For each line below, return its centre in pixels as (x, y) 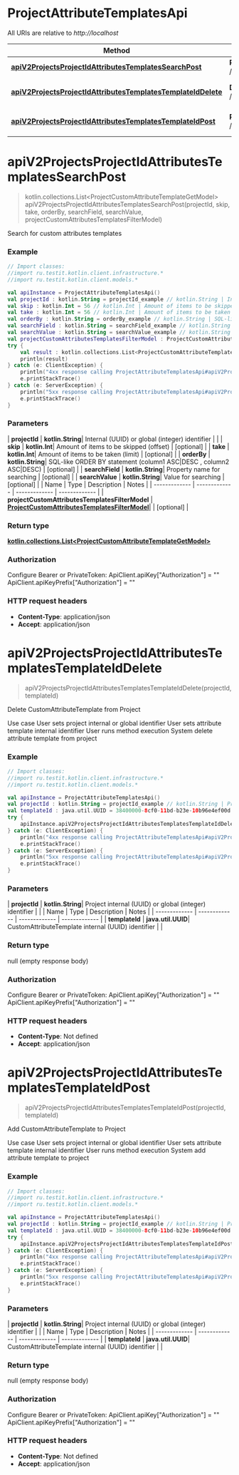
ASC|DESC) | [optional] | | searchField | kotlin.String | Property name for (114, 469)
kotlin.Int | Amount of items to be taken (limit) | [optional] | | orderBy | (109, 454)
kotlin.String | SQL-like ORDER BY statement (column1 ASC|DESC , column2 (118, 462)
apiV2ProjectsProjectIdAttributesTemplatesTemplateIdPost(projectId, (125, 1108)
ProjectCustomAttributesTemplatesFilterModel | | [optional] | (98, 507)
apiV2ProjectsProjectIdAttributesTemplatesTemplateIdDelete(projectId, (128, 688)
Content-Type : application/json (64, 616)
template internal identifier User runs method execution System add (107, 1150)
